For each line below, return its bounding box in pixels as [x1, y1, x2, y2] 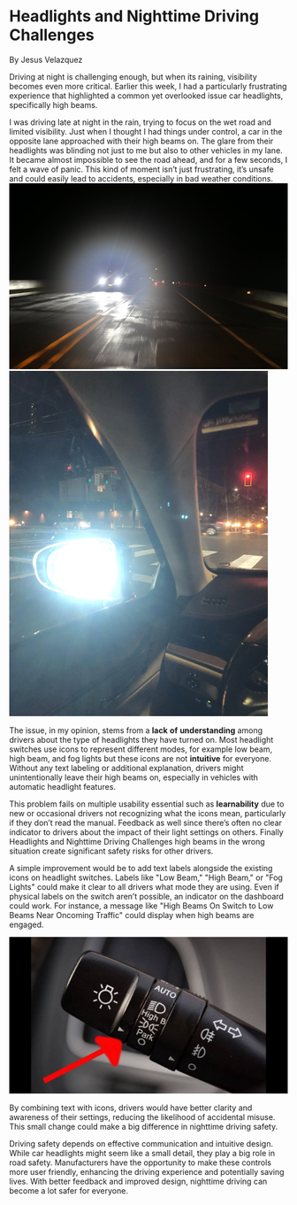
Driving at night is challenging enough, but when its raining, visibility [9, 71, 258, 81]
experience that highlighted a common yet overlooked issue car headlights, [9, 90, 284, 101]
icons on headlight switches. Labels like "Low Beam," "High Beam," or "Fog [9, 872, 283, 883]
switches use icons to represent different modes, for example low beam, [9, 744, 272, 754]
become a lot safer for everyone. [9, 1186, 128, 1196]
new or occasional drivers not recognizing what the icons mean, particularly [9, 807, 286, 818]
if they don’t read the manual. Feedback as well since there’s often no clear [9, 817, 283, 828]
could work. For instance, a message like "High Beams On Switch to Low [9, 900, 274, 911]
